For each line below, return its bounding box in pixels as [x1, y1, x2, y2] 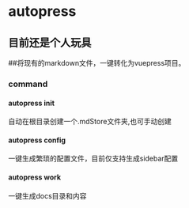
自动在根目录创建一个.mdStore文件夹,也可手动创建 [8, 117, 172, 127]
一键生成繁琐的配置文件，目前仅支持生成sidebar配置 [8, 153, 179, 164]
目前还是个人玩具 [8, 36, 92, 49]
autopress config [8, 135, 66, 145]
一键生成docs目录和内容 [8, 191, 87, 200]
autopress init [8, 98, 55, 108]
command [8, 78, 48, 89]
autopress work [8, 172, 62, 182]
